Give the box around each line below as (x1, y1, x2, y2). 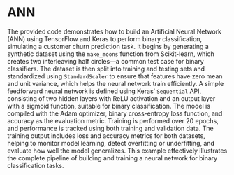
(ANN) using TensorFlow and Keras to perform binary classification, (7, 34, 203, 43)
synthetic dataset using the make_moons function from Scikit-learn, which (7, 50, 214, 58)
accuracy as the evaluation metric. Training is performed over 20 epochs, (7, 116, 219, 125)
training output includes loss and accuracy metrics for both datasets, (7, 131, 206, 140)
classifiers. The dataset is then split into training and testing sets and (7, 64, 205, 73)
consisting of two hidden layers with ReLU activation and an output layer (7, 94, 216, 102)
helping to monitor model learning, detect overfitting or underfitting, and (7, 139, 215, 147)
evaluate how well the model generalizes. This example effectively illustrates (7, 146, 228, 155)
